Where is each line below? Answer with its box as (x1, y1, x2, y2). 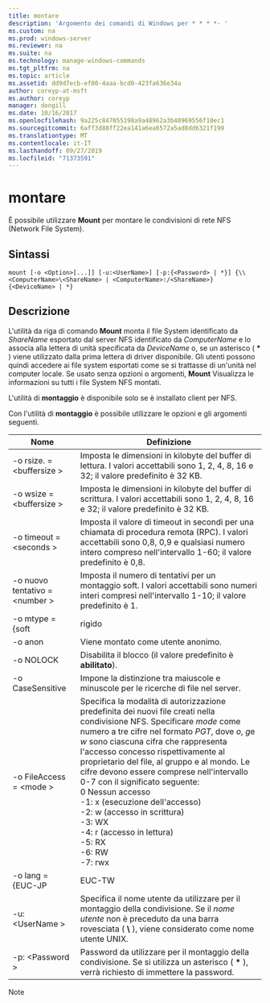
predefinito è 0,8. (80, 557, 146, 568)
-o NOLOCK (12, 654, 59, 665)
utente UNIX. (80, 933, 129, 944)
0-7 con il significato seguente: (80, 776, 200, 787)
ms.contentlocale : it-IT (8, 139, 92, 147)
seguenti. (8, 417, 39, 427)
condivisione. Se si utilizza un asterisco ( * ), (80, 956, 249, 968)
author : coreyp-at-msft (8, 86, 88, 95)
